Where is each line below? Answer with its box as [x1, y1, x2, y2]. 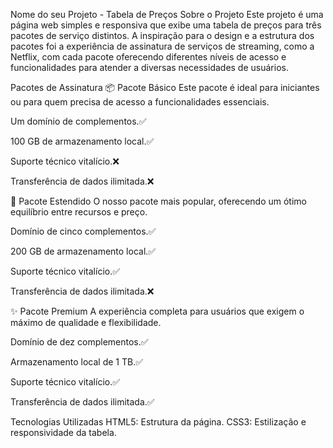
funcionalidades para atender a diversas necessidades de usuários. [10, 62, 289, 73]
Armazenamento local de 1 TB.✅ [10, 356, 144, 368]
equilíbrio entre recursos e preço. [10, 206, 148, 218]
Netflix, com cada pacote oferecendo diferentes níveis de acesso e [10, 51, 287, 63]
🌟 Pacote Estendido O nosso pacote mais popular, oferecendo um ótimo [10, 195, 307, 207]
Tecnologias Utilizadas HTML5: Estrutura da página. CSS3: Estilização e [10, 416, 307, 428]
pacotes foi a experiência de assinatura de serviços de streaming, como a [10, 40, 315, 52]
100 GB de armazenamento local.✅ [10, 135, 155, 147]
